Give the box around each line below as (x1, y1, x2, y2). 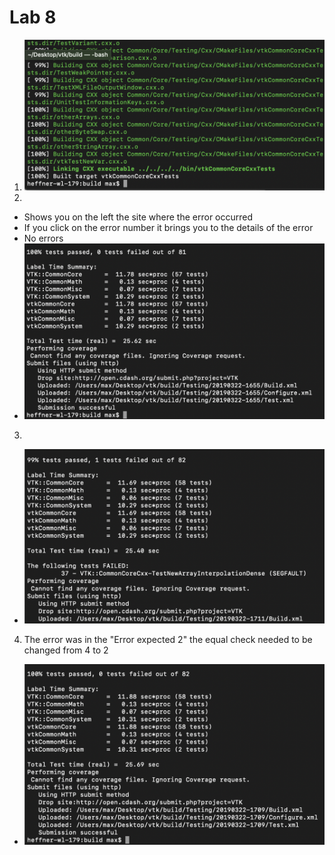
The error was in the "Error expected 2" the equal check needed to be (23, 633, 313, 645)
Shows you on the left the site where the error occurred (23, 211, 254, 223)
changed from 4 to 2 (23, 644, 109, 656)
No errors (23, 232, 64, 244)
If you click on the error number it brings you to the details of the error (23, 221, 314, 233)
